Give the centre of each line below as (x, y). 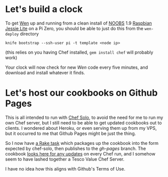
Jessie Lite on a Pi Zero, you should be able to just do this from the (74, 28)
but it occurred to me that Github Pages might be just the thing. (71, 133)
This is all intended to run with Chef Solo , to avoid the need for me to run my (84, 117)
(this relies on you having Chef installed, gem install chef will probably (79, 52)
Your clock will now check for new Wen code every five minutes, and (77, 67)
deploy (12, 34)
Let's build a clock (44, 9)
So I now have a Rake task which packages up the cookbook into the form (82, 143)
